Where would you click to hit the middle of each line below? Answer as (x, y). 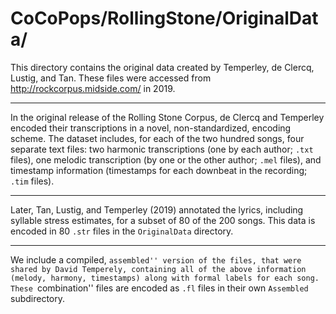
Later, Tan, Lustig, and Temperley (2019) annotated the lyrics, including (157, 209)
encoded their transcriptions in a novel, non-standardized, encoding (151, 128)
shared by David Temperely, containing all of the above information (158, 269)
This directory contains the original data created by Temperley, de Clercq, (162, 67)
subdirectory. (38, 298)
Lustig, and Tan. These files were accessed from (111, 78)
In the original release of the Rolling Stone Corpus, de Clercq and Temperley (167, 117)
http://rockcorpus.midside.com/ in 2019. (93, 88)
